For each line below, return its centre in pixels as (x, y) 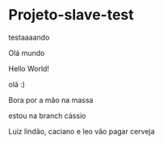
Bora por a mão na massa (51, 100)
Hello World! (29, 68)
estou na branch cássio (47, 116)
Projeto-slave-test (71, 15)
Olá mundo (27, 53)
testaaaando (29, 37)
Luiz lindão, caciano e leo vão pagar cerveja (81, 131)
